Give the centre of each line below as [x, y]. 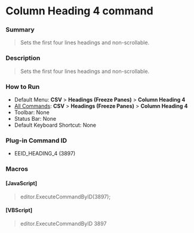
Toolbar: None [32, 112]
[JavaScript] [21, 183]
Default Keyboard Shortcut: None [55, 125]
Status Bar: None [35, 119]
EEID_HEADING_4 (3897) [45, 154]
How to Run [23, 87]
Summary [20, 30]
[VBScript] [19, 210]
